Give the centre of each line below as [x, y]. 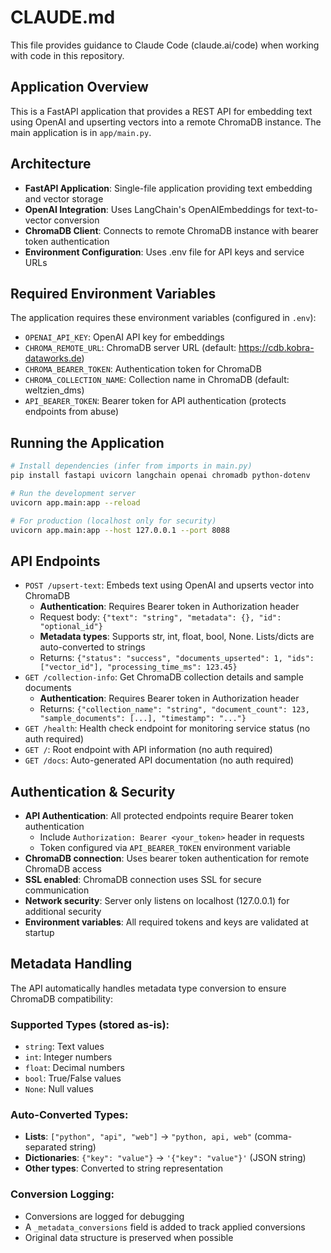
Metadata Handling [71, 964]
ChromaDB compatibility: [61, 998]
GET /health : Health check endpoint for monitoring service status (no [167, 728]
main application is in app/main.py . [81, 132]
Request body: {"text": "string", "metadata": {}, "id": [160, 617]
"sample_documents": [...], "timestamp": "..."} [143, 719]
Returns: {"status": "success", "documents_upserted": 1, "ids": [177, 658]
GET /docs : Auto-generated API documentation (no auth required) [159, 760]
